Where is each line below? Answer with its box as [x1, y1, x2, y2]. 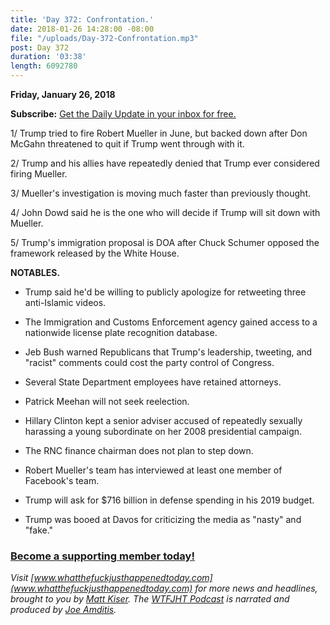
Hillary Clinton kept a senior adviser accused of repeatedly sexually [24, 415, 303, 426]
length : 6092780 [10, 61, 78, 71]
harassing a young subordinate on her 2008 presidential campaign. [24, 426, 303, 437]
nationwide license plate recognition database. [24, 327, 218, 338]
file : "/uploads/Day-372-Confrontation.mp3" [10, 33, 199, 43]
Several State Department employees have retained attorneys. [24, 376, 282, 388]
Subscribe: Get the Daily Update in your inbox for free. [10, 108, 237, 120]
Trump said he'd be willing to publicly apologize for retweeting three [24, 286, 307, 298]
